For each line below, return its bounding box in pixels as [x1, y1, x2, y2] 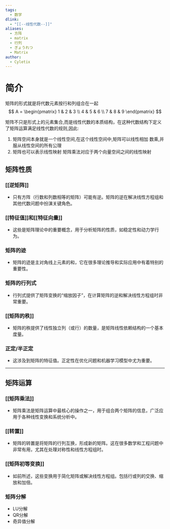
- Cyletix [10, 59, 30, 64]
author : [5, 54, 22, 60]
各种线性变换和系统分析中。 [21, 414, 79, 420]
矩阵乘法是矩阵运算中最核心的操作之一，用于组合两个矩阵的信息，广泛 [12, 407, 159, 413]
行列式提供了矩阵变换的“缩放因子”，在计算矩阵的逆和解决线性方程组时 [12, 292, 159, 298]
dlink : [5, 17, 19, 22]
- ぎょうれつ [10, 45, 33, 50]
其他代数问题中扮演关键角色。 [12, 200, 75, 206]
